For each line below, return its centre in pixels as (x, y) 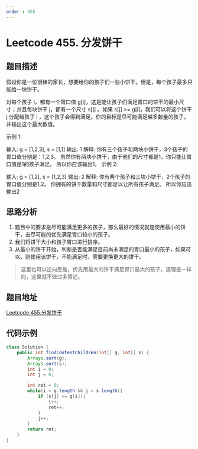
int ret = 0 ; (43, 386)
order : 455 (21, 12)
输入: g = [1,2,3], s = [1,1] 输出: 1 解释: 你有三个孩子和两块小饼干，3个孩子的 (97, 149)
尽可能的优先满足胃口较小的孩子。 (72, 235)
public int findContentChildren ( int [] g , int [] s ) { (83, 352)
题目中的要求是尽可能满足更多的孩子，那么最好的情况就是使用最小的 (98, 227)
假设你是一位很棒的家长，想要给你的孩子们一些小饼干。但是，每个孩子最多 (97, 82)
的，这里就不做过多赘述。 (52, 277)
